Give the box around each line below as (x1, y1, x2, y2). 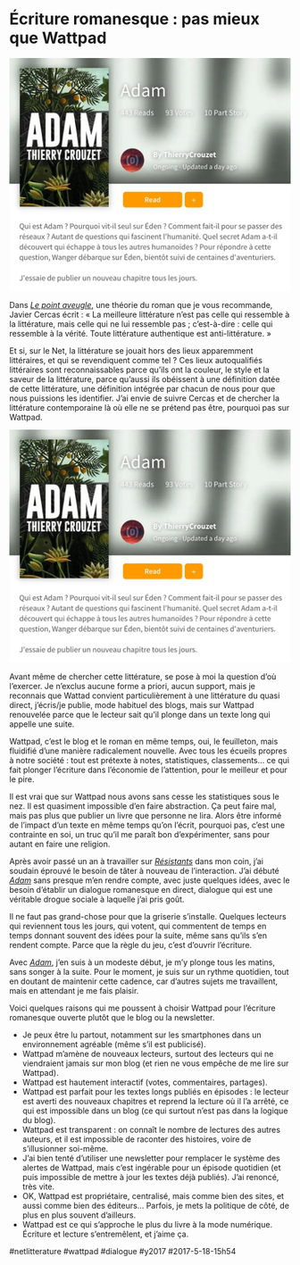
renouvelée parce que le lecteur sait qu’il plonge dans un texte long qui (9, 709, 271, 720)
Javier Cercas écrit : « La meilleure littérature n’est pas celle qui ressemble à (9, 309, 290, 320)
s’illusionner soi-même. (21, 1143, 109, 1153)
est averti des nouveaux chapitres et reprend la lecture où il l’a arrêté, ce (21, 1095, 289, 1106)
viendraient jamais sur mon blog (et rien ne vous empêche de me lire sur (21, 1058, 289, 1069)
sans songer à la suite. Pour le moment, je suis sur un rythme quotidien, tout (9, 966, 289, 977)
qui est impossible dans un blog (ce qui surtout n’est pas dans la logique (21, 1105, 288, 1116)
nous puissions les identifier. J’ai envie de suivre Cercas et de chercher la (9, 393, 279, 404)
